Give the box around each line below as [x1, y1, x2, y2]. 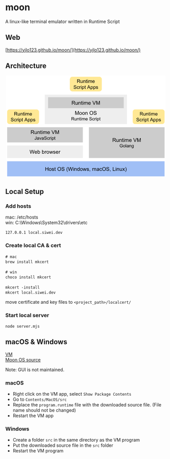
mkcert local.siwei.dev [5, 290, 56, 295]
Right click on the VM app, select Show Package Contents [12, 391, 132, 397]
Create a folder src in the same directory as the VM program [12, 437, 140, 443]
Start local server [5, 311, 50, 319]
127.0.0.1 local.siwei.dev [5, 230, 63, 235]
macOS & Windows [5, 337, 67, 346]
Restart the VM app [12, 413, 54, 419]
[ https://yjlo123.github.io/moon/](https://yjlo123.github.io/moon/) [5, 46, 141, 53]
